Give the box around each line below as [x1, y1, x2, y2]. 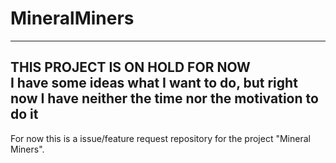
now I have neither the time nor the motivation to [10, 90, 319, 107]
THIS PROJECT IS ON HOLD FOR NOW [10, 59, 251, 76]
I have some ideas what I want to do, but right [10, 75, 298, 92]
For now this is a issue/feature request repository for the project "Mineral [10, 132, 311, 144]
